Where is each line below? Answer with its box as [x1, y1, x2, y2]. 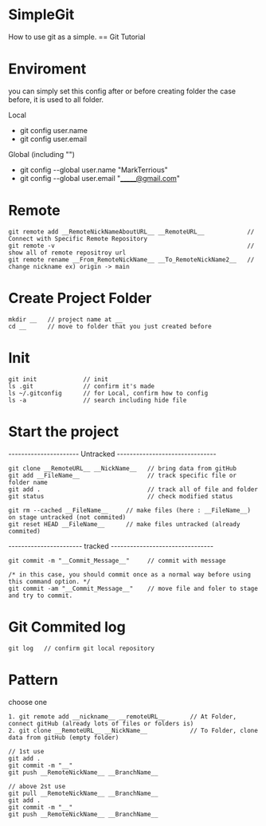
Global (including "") [8, 149, 76, 159]
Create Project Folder [8, 289, 152, 307]
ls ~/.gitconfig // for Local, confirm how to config [8, 389, 209, 397]
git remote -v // [8, 242, 255, 250]
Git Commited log [8, 618, 126, 635]
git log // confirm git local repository [8, 644, 155, 652]
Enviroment [8, 60, 87, 78]
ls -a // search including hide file [8, 396, 187, 404]
